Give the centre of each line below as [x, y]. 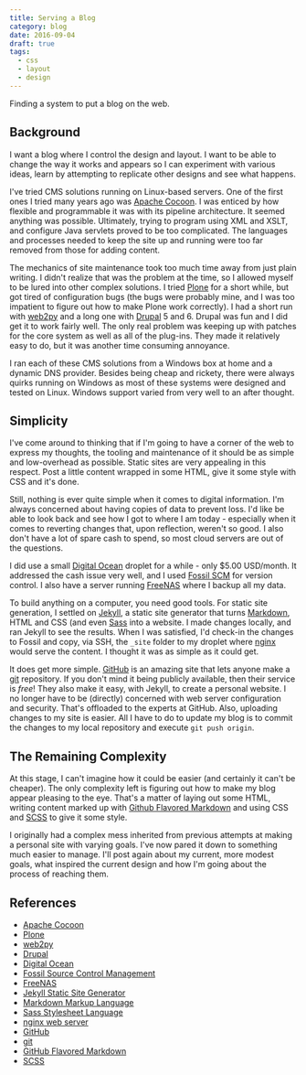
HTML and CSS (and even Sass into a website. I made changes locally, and [150, 622]
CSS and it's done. [44, 482]
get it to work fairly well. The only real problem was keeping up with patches [153, 326]
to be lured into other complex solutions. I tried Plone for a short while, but [149, 287]
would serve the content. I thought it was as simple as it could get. [134, 651]
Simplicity [39, 420]
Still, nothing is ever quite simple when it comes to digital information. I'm [147, 500]
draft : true [32, 43]
